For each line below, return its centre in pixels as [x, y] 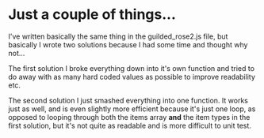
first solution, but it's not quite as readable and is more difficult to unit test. [130, 125]
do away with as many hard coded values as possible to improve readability [132, 76]
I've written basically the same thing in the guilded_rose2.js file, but [118, 36]
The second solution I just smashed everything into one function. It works [128, 100]
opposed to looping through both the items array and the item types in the [129, 117]
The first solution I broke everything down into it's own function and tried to [132, 68]
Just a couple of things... [92, 15]
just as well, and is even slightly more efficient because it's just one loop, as [132, 109]
